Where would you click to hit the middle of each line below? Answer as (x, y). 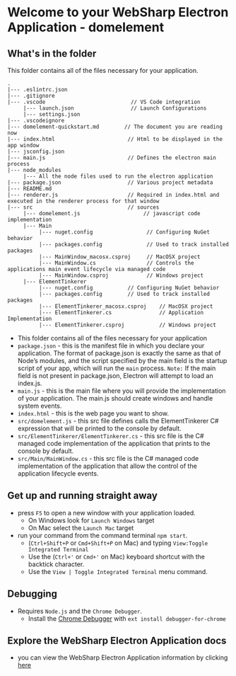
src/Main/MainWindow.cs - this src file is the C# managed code (108, 458)
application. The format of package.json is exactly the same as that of (119, 353)
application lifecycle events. (58, 474)
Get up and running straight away (82, 496)
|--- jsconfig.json (36, 151)
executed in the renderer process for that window (83, 201)
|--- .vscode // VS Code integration (104, 102)
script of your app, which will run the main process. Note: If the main (117, 368)
